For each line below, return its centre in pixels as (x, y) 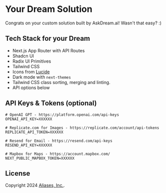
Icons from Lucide (31, 72)
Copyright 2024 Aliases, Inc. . (35, 186)
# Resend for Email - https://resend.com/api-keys (59, 141)
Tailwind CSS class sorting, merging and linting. (61, 82)
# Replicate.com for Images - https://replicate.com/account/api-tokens (82, 128)
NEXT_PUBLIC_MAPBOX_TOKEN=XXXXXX (40, 158)
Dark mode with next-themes (42, 77)
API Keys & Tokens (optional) (51, 103)
